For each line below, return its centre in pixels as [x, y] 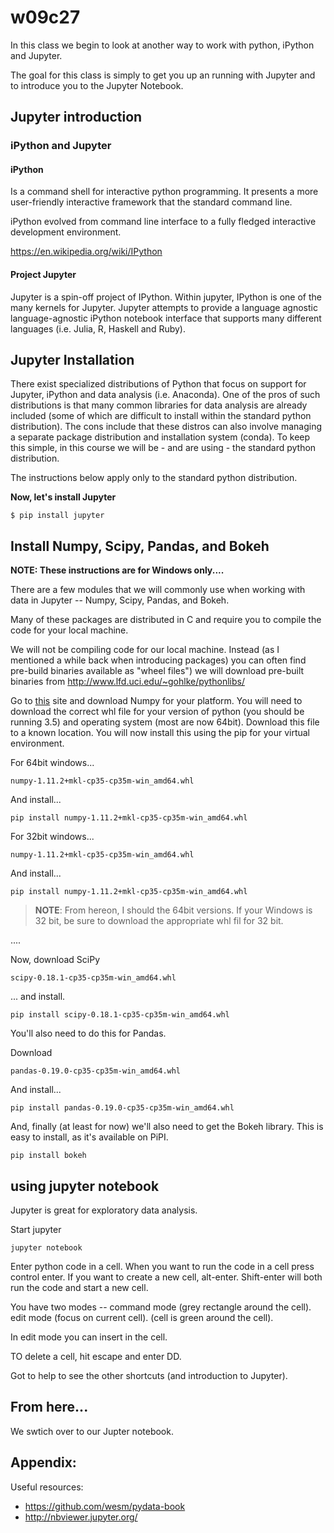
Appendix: [43, 1462]
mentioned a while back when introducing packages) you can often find [158, 660]
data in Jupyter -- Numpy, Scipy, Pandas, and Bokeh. [120, 600]
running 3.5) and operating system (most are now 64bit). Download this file [165, 722]
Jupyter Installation [72, 360]
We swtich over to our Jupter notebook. [92, 1431]
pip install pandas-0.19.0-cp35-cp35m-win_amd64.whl [122, 1108]
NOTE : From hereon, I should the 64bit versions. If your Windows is [173, 910]
